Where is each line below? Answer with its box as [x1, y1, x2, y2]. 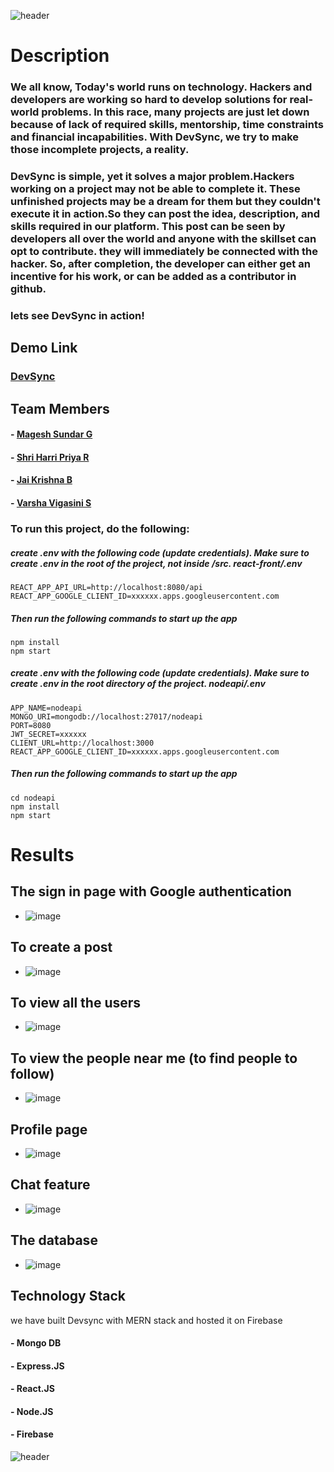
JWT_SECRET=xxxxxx [10, 729, 87, 739]
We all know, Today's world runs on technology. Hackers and [10, 80, 313, 94]
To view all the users [10, 995, 142, 1012]
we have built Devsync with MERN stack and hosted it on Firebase [10, 1314, 283, 1326]
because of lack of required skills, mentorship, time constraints [10, 118, 325, 132]
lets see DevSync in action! [10, 308, 145, 322]
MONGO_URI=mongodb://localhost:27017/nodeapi [10, 711, 203, 722]
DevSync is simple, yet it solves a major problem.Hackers [10, 170, 295, 184]
